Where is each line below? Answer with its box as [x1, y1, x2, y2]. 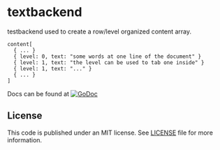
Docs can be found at [7, 89, 70, 98]
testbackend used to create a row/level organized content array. [7, 27, 192, 36]
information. [7, 135, 43, 144]
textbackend [7, 4, 82, 20]
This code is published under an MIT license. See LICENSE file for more [7, 128, 213, 137]
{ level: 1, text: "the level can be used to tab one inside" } [13, 59, 205, 66]
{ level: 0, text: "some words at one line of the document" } [13, 53, 201, 60]
